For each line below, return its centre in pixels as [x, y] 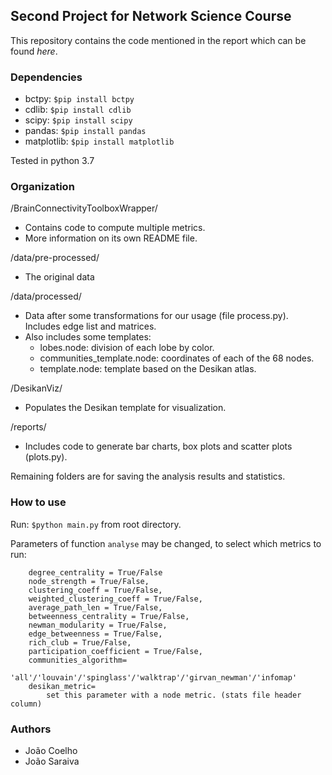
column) [26, 704]
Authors [31, 729]
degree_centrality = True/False [95, 572]
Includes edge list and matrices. [90, 326]
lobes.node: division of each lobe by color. [127, 348]
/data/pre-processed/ [55, 258]
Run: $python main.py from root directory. [96, 524]
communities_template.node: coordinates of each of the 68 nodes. [177, 358]
